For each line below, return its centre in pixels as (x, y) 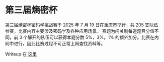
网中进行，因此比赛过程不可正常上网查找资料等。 (55, 43)
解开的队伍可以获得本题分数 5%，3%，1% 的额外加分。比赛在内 (93, 37)
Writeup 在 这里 (21, 54)
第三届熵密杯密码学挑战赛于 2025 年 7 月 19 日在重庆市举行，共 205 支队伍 (82, 25)
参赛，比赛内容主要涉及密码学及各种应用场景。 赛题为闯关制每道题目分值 (80, 31)
